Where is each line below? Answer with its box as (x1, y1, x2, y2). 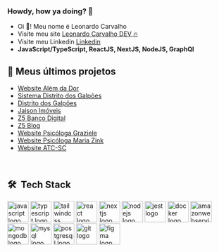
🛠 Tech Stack (7, 178, 72, 190)
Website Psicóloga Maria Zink (17, 136, 104, 145)
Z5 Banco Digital (17, 114, 65, 122)
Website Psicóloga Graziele (17, 129, 97, 138)
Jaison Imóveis (17, 107, 61, 115)
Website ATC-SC (17, 144, 67, 152)
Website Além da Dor (17, 84, 80, 93)
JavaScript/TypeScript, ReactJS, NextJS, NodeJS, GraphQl (17, 45, 194, 53)
